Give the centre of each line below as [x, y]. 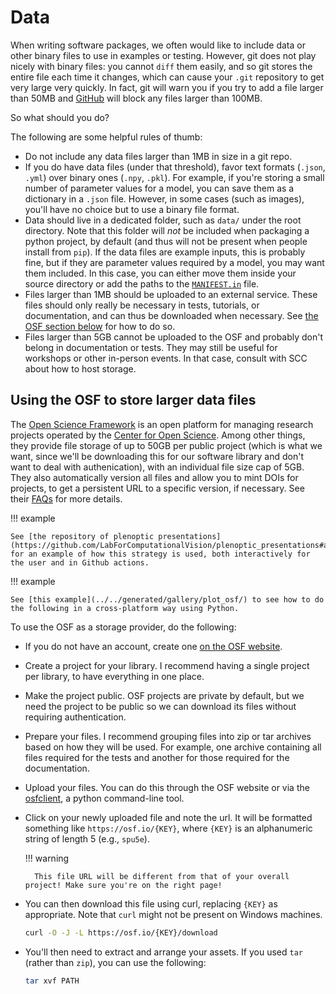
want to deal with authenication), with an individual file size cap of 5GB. [157, 467]
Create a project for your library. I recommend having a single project [167, 665]
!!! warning [47, 858]
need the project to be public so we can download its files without [160, 706]
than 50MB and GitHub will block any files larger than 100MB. [136, 98]
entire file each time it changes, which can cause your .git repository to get [167, 77]
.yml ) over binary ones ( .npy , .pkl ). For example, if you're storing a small [174, 177]
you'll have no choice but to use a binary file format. [132, 209]
